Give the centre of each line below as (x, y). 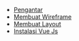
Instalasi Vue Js (36, 31)
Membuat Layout (37, 24)
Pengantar (28, 10)
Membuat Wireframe (43, 17)
